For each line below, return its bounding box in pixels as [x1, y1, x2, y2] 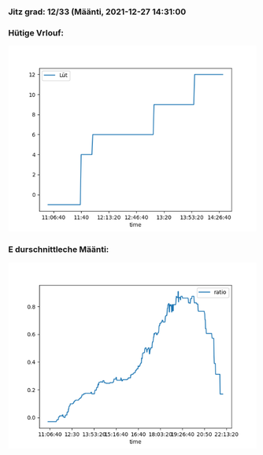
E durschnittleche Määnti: [8, 244, 109, 255]
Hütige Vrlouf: [8, 27, 65, 38]
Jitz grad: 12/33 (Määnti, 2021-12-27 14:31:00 [8, 6, 187, 17]
